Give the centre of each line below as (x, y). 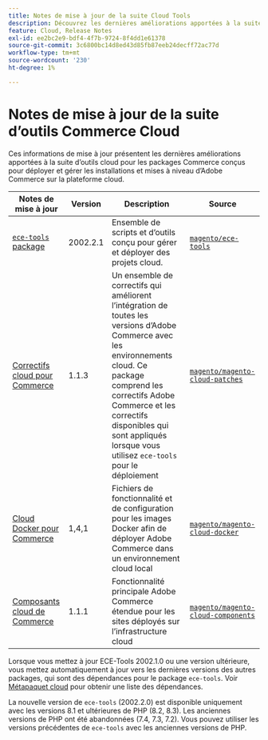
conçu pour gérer (144, 242)
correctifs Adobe (143, 395)
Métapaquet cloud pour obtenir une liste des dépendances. (106, 686)
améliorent (131, 295)
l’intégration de (140, 305)
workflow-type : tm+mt (44, 53)
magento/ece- (214, 238)
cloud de (29, 611)
